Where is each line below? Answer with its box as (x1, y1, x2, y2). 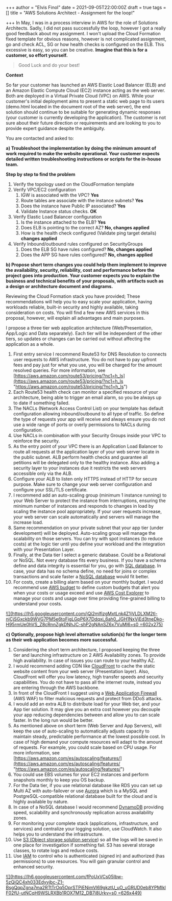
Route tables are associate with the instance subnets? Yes (20, 198, 143, 203)
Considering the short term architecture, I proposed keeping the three (13, 647, 160, 653)
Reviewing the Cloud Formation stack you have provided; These (6, 293, 140, 299)
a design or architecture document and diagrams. (6, 283, 113, 289)
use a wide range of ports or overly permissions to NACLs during (13, 421, 150, 428)
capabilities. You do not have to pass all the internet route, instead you (13, 679, 161, 685)
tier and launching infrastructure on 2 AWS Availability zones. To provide (13, 652, 166, 658)
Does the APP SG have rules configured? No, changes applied (20, 252, 153, 257)
